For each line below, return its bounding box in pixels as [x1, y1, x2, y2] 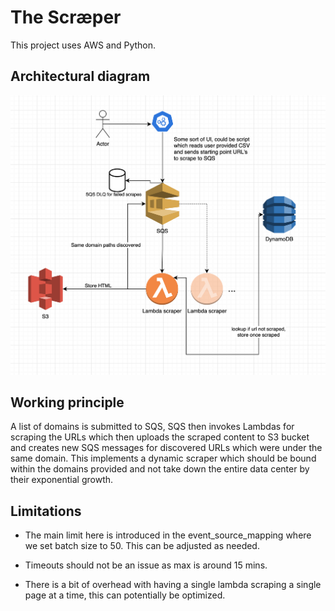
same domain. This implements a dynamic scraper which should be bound [10, 452, 317, 465]
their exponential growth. [10, 474, 114, 486]
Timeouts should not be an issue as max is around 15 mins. [24, 559, 268, 571]
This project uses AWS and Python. [10, 39, 157, 51]
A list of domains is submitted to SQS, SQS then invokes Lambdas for [10, 421, 295, 433]
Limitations [10, 502, 82, 520]
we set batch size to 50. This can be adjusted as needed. [24, 540, 260, 552]
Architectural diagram [10, 68, 151, 85]
